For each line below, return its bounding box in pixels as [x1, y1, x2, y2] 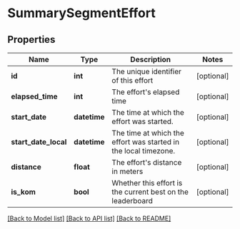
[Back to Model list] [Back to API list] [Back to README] [7, 214, 171, 223]
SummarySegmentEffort [7, 5, 156, 21]
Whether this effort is [111, 178, 183, 188]
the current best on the [111, 187, 189, 197]
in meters [111, 166, 144, 176]
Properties [7, 34, 56, 46]
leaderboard [111, 196, 154, 205]
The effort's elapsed [111, 87, 180, 97]
